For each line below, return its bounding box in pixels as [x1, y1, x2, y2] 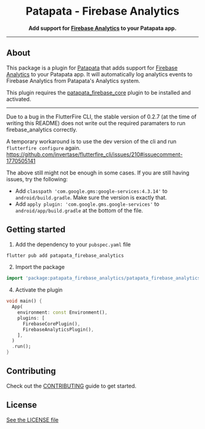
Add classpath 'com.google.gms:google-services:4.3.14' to [15, 187, 168, 195]
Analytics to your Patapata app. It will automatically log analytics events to [6, 70, 193, 78]
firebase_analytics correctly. [6, 126, 77, 133]
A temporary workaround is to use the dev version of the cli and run [6, 137, 177, 145]
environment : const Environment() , [17, 309, 108, 315]
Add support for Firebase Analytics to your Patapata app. [28, 24, 177, 32]
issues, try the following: [6, 175, 68, 182]
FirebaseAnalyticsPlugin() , [22, 326, 95, 333]
